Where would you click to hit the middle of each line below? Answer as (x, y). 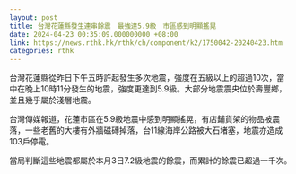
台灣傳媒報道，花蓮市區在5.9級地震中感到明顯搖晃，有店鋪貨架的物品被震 (145, 119)
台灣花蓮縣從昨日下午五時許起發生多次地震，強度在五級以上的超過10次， (143, 78)
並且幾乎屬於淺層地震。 (52, 100)
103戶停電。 (32, 142)
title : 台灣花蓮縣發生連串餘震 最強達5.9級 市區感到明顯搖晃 (113, 26)
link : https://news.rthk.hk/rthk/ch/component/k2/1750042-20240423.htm (146, 43)
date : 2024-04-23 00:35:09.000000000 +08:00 (94, 34)
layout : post (34, 17)
